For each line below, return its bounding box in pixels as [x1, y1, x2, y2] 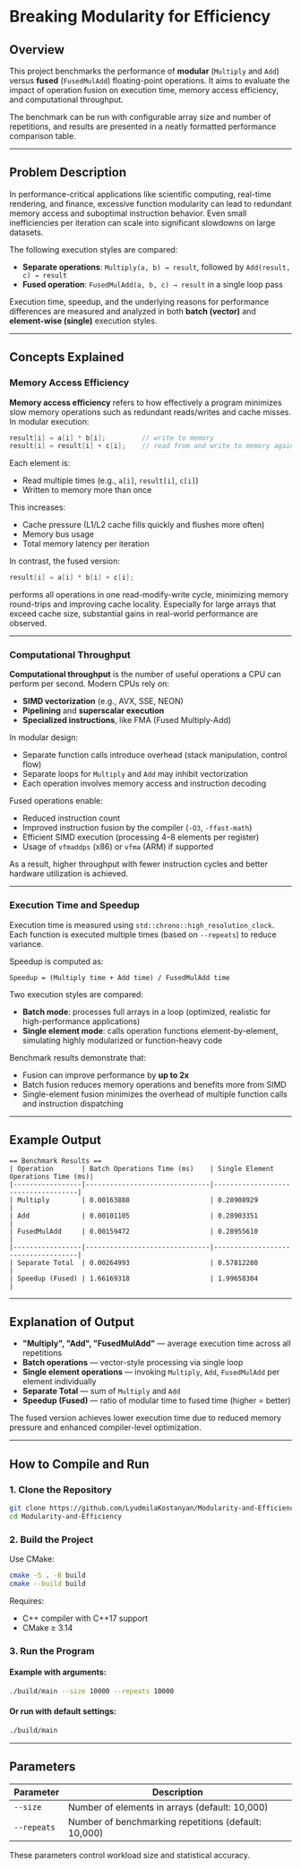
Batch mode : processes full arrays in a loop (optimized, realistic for [21, 1006, 271, 1017]
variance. [9, 938, 44, 949]
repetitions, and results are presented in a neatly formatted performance [9, 121, 277, 132]
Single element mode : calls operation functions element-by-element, [21, 1025, 279, 1036]
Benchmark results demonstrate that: [9, 1052, 146, 1063]
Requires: [9, 1595, 45, 1606]
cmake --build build [9, 1579, 87, 1588]
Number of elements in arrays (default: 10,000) [67, 1801, 269, 1813]
